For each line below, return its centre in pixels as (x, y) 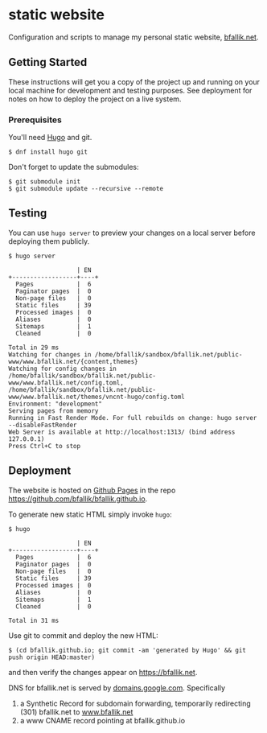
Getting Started (48, 62)
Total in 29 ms (34, 348)
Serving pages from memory (53, 411)
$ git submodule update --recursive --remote (86, 189)
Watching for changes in (50, 354)
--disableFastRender (43, 425)
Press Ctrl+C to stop (45, 446)
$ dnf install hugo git (48, 152)
